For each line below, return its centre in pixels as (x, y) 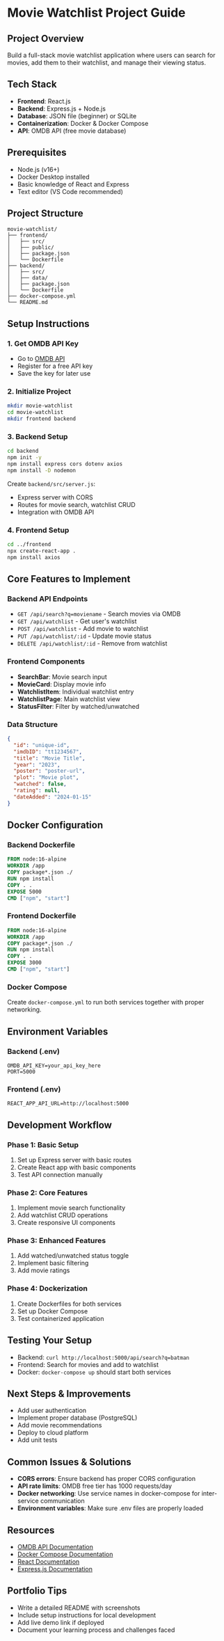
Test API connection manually (60, 1174)
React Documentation (48, 1562)
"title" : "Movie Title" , (49, 758)
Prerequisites (37, 153)
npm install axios (34, 557)
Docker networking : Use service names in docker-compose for (109, 1494)
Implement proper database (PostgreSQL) (77, 1418)
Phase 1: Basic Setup (43, 1144)
